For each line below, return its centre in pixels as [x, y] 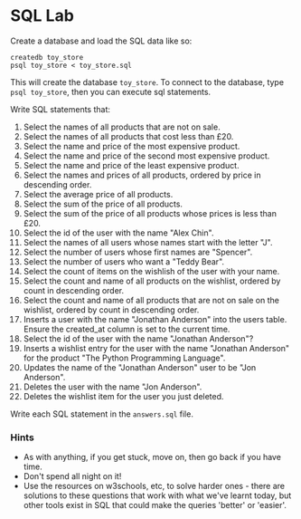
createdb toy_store [47, 57]
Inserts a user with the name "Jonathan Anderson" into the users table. [155, 319]
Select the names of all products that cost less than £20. [128, 136]
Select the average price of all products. [98, 194]
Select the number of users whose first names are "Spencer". [138, 252]
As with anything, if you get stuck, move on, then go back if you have [152, 457]
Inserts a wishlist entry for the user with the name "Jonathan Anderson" [156, 348]
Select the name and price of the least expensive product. [131, 165]
